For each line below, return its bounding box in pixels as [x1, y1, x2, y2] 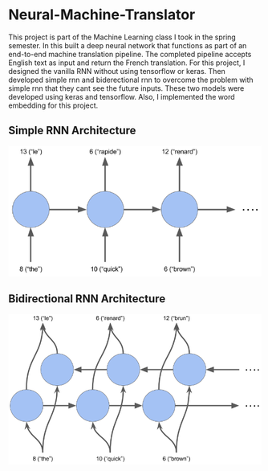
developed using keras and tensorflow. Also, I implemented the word [8, 92, 235, 101]
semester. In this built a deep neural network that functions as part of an [8, 40, 247, 50]
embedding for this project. [8, 100, 99, 110]
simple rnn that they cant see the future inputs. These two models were [8, 83, 245, 93]
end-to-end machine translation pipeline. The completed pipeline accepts [8, 49, 252, 59]
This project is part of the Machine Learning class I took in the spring [8, 32, 237, 42]
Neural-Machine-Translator [8, 6, 196, 24]
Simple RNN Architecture [8, 124, 136, 137]
